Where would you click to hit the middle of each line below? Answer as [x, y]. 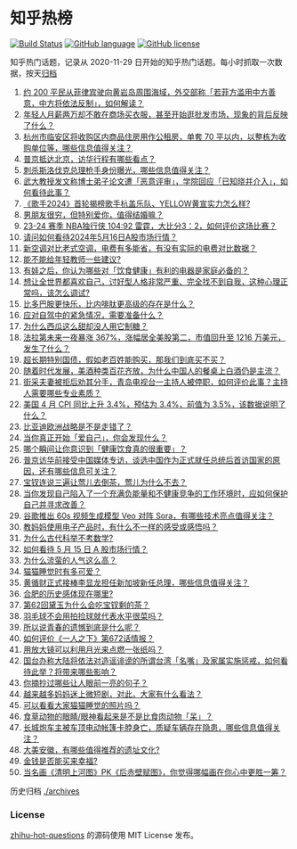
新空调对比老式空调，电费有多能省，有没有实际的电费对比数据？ [140, 248]
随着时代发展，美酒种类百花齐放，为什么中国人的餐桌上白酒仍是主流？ [152, 370]
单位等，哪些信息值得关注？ [81, 147]
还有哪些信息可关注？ [78, 471]
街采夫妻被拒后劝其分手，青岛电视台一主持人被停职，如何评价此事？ [148, 382]
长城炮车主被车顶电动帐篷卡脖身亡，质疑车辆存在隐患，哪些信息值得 [148, 727]
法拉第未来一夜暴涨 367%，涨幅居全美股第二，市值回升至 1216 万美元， [154, 337]
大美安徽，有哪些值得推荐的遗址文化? [91, 749]
